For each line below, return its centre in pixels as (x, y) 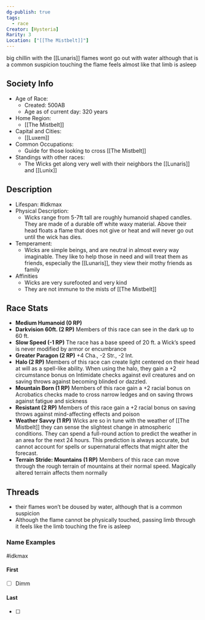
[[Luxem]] (37, 137)
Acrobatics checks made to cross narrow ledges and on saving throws (104, 395)
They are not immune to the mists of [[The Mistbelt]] (91, 289)
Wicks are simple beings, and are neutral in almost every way (102, 250)
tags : (13, 18)
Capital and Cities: (38, 131)
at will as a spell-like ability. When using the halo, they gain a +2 (95, 369)
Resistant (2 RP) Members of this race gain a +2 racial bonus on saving (105, 408)
